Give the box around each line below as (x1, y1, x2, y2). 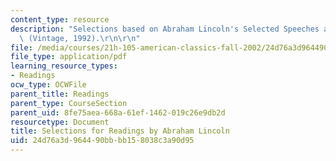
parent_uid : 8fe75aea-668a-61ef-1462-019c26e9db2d (10, 107, 226, 118)
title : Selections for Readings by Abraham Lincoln (10, 126, 230, 136)
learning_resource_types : (10, 61, 118, 71)
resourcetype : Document (10, 117, 110, 127)
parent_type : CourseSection (10, 98, 128, 108)
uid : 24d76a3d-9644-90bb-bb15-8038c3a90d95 (10, 136, 195, 146)
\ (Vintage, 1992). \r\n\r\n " (19, 33, 141, 43)
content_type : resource (10, 14, 110, 25)
